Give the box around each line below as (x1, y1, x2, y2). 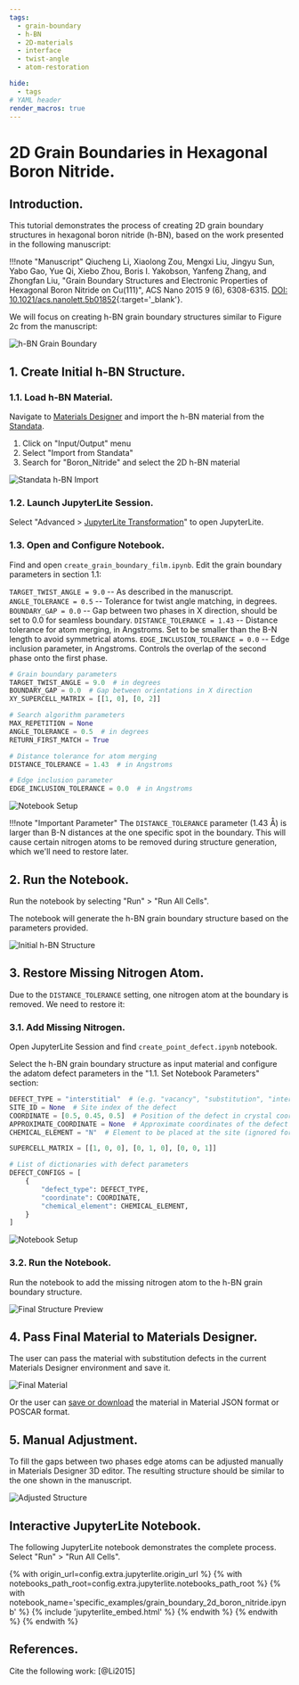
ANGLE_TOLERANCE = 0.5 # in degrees (9, 727, 149, 736)
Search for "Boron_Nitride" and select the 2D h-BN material (21, 457, 240, 468)
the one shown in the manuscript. (9, 1475, 132, 1486)
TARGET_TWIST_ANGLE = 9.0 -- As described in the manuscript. (9, 586, 234, 597)
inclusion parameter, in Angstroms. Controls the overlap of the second (9, 643, 267, 654)
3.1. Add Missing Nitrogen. (9, 1020, 126, 1033)
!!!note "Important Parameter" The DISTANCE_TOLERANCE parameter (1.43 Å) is (9, 818, 287, 829)
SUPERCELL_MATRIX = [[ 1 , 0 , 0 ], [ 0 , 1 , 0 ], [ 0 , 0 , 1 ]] (9, 1144, 217, 1153)
